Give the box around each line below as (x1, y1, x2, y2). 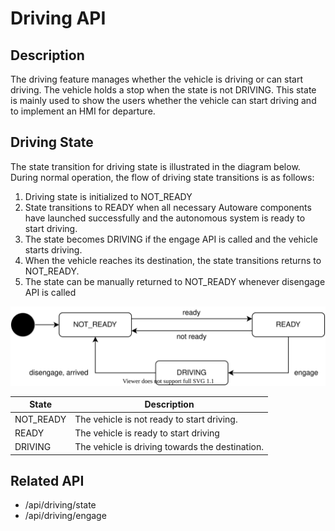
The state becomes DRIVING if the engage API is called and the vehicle (24, 233, 318, 245)
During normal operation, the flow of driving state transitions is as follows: (10, 171, 315, 183)
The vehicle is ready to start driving (74, 427, 220, 439)
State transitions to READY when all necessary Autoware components (24, 201, 312, 213)
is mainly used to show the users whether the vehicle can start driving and (10, 95, 317, 106)
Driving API (10, 7, 107, 30)
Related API (10, 472, 85, 489)
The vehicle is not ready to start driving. (74, 413, 238, 425)
